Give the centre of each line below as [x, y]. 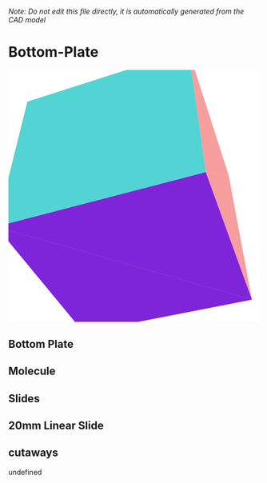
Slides [24, 399]
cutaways [33, 453]
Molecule [32, 371]
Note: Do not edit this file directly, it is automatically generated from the [126, 11]
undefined [25, 472]
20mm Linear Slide [56, 426]
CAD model [27, 19]
